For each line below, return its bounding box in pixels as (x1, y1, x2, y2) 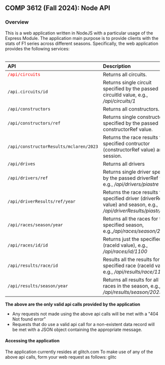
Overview (5, 19, 29, 26)
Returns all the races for (103, 215, 158, 222)
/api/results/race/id (7, 262, 58, 268)
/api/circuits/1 (103, 97, 136, 104)
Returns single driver (103, 168, 151, 175)
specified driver (103, 195, 139, 202)
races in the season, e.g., (103, 282, 161, 289)
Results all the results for (103, 256, 160, 263)
